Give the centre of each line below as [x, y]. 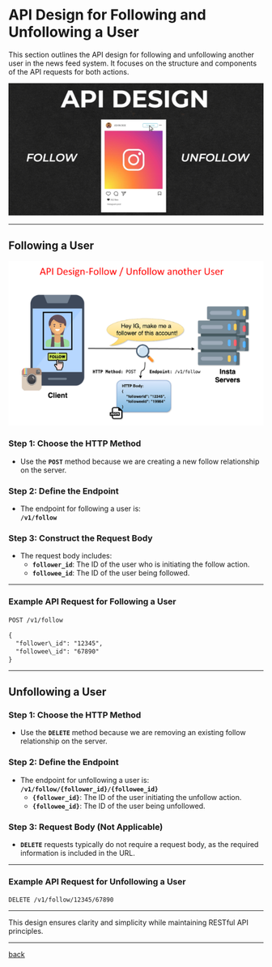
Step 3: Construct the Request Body [81, 538]
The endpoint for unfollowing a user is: [85, 780]
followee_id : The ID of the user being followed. [111, 573]
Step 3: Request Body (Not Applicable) [86, 827]
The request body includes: [66, 556]
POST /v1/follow [36, 620]
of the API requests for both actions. [69, 71]
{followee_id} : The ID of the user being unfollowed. [119, 806]
